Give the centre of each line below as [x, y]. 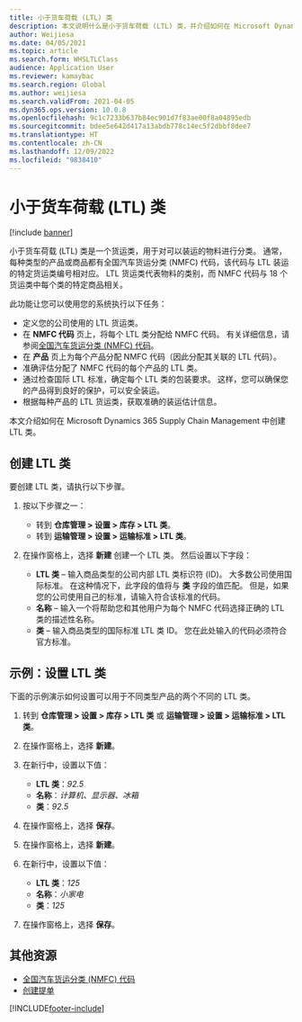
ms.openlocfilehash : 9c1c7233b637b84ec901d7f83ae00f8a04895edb [130, 118]
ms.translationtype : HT [54, 135]
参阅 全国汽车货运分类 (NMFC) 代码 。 [90, 345]
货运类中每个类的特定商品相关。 [68, 285]
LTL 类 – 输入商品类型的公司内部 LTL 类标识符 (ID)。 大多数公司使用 [160, 574]
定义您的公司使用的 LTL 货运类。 [83, 323]
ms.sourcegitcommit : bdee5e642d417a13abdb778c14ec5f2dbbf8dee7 [130, 127]
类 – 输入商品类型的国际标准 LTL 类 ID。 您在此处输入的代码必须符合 [161, 631]
